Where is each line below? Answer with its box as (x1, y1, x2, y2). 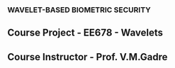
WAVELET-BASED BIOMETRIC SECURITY (7, 5, 151, 15)
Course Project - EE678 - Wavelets (7, 27, 163, 39)
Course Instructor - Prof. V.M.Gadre (7, 51, 168, 63)
